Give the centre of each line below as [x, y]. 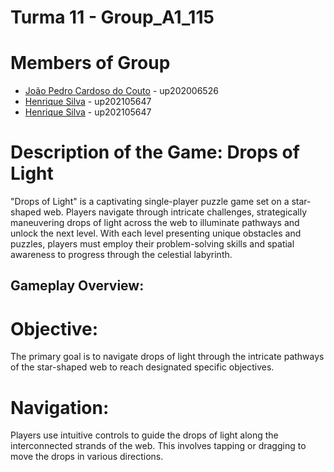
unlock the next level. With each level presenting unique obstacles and [156, 233]
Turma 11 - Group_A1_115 [112, 17]
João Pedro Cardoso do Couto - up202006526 [121, 91]
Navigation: [60, 407]
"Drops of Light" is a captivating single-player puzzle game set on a [150, 202]
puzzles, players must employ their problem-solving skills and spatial [152, 244]
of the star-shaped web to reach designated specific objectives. [142, 367]
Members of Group [90, 63]
